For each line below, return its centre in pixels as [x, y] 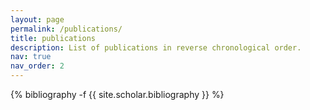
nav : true [31, 57]
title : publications [53, 38]
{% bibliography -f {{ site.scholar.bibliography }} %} [117, 94]
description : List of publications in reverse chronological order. [156, 47]
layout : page [37, 19]
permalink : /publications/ [66, 29]
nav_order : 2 [37, 66]
